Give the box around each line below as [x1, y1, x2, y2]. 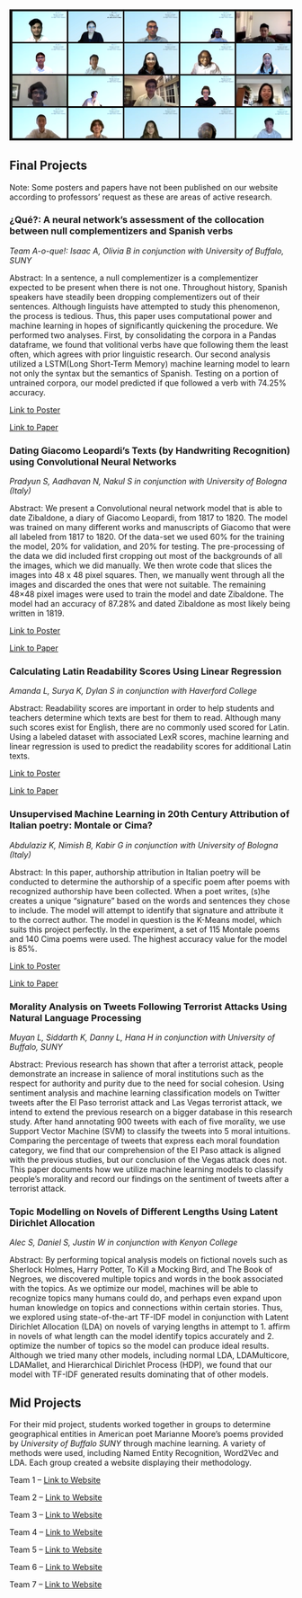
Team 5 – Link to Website [9, 1544, 102, 1555]
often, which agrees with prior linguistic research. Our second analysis [9, 349, 271, 360]
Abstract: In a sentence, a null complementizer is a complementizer [9, 272, 259, 283]
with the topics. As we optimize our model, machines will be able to [9, 1283, 259, 1294]
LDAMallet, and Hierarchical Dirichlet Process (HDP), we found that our [9, 1360, 272, 1371]
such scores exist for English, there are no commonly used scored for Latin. [9, 722, 289, 732]
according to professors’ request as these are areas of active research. [9, 191, 272, 202]
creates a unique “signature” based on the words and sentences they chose [9, 895, 290, 906]
